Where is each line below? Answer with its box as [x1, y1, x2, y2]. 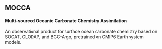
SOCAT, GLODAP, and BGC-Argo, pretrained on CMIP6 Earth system [5, 34, 144, 40]
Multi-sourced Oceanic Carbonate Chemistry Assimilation [5, 17, 127, 24]
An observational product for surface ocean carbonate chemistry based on [5, 28, 158, 34]
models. [5, 39, 22, 45]
